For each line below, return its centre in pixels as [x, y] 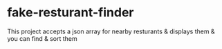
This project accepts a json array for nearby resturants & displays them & [111, 31]
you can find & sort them [42, 38]
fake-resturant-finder [71, 13]
